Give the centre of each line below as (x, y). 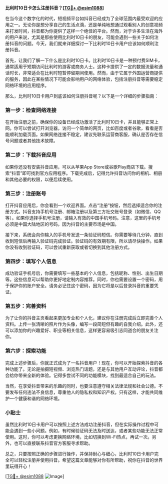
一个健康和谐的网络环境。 (36, 398)
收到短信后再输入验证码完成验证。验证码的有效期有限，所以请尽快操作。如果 (84, 241)
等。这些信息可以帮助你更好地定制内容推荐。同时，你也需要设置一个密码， (82, 279)
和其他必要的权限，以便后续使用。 (40, 179)
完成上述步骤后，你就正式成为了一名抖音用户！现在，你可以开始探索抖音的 (82, 362)
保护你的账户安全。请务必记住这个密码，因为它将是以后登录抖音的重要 (81, 286)
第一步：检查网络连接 (31, 110)
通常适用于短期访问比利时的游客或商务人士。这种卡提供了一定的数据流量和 (82, 66)
